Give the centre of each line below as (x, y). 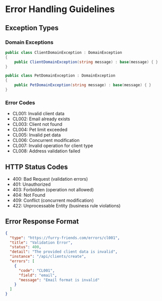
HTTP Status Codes (37, 167)
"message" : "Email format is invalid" (59, 280)
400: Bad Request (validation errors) (50, 179)
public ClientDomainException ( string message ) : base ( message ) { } (86, 62)
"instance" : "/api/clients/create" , (48, 257)
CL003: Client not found (37, 124)
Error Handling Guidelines (60, 9)
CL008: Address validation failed (46, 151)
